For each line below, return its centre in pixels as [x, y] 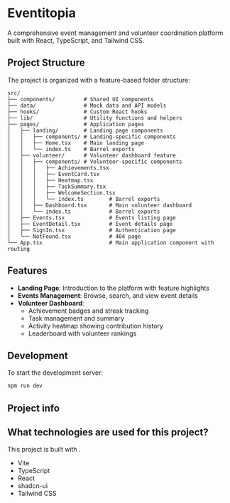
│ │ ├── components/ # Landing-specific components [92, 137]
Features [27, 271]
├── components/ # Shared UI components [81, 99]
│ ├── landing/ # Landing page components [85, 130]
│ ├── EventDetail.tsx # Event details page [90, 224]
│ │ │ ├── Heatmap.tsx [50, 180]
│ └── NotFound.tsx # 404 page [74, 237]
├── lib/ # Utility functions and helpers [95, 118]
